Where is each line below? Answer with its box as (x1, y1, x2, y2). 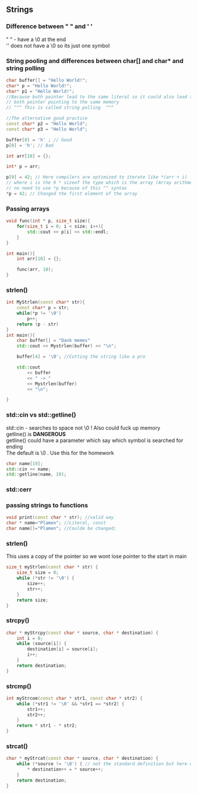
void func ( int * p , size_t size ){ (6, 218, 91, 224)
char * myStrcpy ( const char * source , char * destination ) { (6, 630, 159, 636)
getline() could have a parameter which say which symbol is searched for (6, 437, 184, 444)
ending (6, 443, 23, 450)
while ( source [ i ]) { (16, 641, 67, 647)
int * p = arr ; (6, 164, 41, 170)
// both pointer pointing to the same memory (6, 99, 119, 105)
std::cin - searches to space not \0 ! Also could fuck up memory (6, 424, 161, 431)
